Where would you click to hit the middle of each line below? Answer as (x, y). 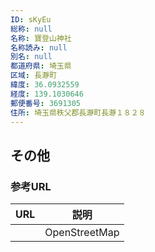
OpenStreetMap (82, 233)
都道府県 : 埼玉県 (41, 66)
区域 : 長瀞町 (33, 76)
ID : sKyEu (31, 19)
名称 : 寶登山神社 (41, 38)
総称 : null (31, 29)
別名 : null (31, 57)
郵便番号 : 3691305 (46, 103)
